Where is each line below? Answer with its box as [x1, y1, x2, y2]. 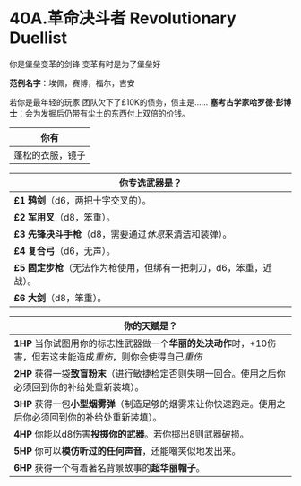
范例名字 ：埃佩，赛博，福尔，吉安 [9, 77, 135, 88]
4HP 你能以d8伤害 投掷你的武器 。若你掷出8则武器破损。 [13, 428, 249, 440]
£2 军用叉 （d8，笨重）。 [13, 211, 116, 223]
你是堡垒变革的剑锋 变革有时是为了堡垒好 [9, 58, 161, 69]
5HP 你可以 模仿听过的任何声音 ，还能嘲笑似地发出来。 [13, 445, 242, 457]
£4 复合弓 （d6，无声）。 [13, 244, 116, 256]
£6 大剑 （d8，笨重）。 [13, 291, 107, 304]
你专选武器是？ [118, 177, 182, 189]
